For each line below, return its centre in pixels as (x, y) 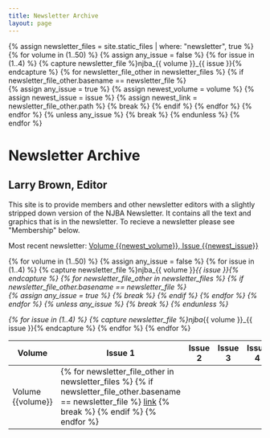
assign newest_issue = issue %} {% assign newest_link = (103, 97)
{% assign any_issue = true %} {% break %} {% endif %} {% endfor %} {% (133, 295)
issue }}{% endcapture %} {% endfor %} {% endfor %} (100, 328)
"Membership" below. (44, 230)
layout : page (30, 23)
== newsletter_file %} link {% (115, 401)
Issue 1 (121, 353)
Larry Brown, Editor (58, 185)
